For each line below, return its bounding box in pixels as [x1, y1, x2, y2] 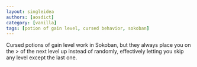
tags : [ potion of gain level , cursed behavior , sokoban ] [6, 25, 150, 31]
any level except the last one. [6, 54, 77, 61]
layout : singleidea [6, 8, 54, 15]
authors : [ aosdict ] [6, 14, 54, 20]
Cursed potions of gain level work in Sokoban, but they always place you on [6, 42, 191, 49]
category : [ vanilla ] [6, 20, 57, 25]
